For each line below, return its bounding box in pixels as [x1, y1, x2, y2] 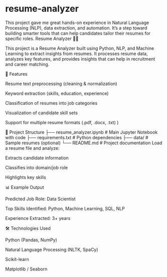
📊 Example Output [5, 184, 44, 190]
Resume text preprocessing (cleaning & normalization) [5, 81, 117, 87]
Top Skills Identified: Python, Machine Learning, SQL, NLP [5, 205, 125, 211]
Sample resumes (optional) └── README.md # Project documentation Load [5, 140, 162, 146]
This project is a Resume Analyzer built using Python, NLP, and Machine [5, 45, 154, 51]
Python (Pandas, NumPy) [5, 236, 58, 243]
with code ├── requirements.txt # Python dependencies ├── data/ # [5, 134, 149, 140]
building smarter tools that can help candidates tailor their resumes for [5, 30, 151, 36]
